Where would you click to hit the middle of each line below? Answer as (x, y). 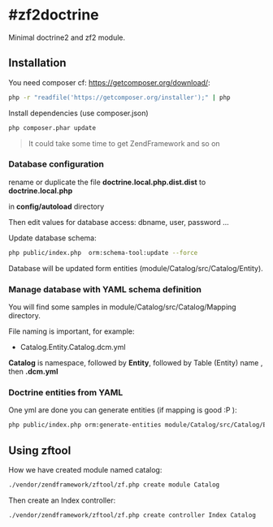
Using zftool (40, 450)
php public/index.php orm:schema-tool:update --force (103, 253)
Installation (37, 63)
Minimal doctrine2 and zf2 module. (67, 37)
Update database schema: (52, 238)
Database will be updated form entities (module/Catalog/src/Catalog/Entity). (136, 268)
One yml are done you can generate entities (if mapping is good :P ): (123, 410)
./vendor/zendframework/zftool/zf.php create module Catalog (114, 485)
